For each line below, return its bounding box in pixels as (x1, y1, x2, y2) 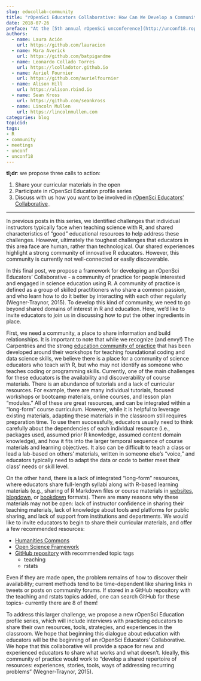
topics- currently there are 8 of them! (6, 599, 98, 607)
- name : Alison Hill (11, 81, 63, 87)
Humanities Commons (14, 537, 70, 544)
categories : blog (6, 114, 50, 120)
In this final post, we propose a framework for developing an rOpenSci (6, 267, 179, 274)
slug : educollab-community (6, 8, 74, 15)
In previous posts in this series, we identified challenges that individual (6, 218, 181, 225)
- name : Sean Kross (11, 92, 60, 98)
